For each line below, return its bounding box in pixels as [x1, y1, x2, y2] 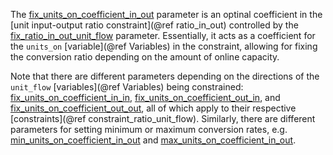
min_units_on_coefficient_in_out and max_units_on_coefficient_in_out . [10, 134, 297, 146]
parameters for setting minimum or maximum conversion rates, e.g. [10, 124, 288, 135]
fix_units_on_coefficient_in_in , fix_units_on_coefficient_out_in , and [10, 92, 281, 103]
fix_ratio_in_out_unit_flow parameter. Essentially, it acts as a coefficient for [10, 30, 316, 41]
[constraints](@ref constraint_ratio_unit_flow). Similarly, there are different [10, 113, 316, 124]
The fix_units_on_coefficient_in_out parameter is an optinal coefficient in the [10, 9, 323, 20]
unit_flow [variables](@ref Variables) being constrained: [10, 81, 244, 93]
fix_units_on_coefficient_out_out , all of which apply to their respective [10, 102, 297, 114]
